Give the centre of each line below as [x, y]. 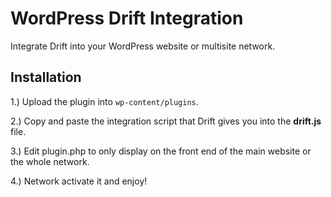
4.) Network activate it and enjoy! [79, 181]
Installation [46, 77]
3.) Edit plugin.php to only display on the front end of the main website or [161, 151]
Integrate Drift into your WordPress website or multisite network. [143, 46]
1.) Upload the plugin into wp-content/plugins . [104, 101]
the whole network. [50, 161]
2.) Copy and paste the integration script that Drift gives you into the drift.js [166, 121]
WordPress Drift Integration [127, 18]
